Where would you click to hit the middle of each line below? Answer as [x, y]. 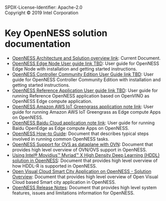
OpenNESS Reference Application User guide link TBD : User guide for [85, 90]
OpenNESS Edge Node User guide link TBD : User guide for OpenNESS [86, 63]
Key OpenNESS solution [56, 33]
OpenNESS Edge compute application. [52, 101]
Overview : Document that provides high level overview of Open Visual [85, 177]
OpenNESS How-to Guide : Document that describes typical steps [80, 133]
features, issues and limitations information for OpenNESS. [73, 193]
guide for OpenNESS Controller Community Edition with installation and [86, 79]
